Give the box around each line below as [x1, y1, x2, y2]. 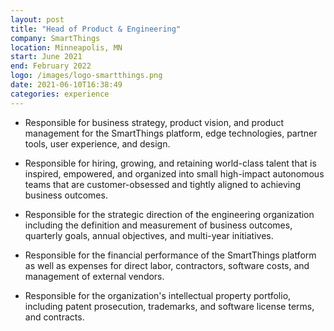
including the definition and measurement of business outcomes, [24, 219, 293, 231]
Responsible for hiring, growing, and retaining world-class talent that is [24, 157, 317, 169]
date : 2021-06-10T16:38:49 [10, 80, 123, 90]
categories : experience [10, 89, 110, 99]
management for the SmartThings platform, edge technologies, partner [24, 127, 318, 139]
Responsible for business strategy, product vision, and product [24, 116, 285, 128]
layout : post [10, 14, 65, 25]
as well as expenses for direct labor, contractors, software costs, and [24, 259, 310, 271]
